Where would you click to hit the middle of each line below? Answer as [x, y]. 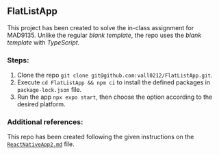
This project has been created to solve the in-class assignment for [101, 27]
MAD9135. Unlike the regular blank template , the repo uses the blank [104, 35]
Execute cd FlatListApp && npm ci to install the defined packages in [114, 82]
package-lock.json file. [49, 90]
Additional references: [45, 122]
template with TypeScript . [43, 42]
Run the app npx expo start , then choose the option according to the [115, 97]
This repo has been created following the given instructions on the [101, 137]
